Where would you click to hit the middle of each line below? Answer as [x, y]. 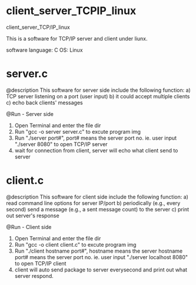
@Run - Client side [29, 227]
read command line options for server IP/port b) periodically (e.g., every [93, 203]
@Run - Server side [30, 114]
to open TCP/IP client [40, 263]
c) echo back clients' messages [45, 102]
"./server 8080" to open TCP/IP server [61, 144]
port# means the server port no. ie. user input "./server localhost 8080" [101, 257]
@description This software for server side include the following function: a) [99, 90]
